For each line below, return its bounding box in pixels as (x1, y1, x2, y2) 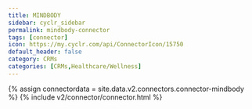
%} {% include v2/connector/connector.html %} (8, 92, 163, 102)
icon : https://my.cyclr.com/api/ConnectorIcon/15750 (8, 41, 184, 49)
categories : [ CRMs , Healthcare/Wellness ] (8, 63, 142, 71)
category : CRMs (8, 56, 58, 64)
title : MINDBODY (8, 11, 61, 20)
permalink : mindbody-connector (8, 26, 110, 34)
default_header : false (8, 48, 82, 56)
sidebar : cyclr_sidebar (8, 19, 86, 27)
